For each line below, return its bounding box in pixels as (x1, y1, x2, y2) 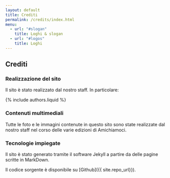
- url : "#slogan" (10, 27, 47, 32)
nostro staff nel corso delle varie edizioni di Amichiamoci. (5, 127, 127, 133)
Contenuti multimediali (5, 110, 64, 117)
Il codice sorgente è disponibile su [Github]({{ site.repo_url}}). (5, 167, 136, 173)
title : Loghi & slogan (14, 31, 63, 36)
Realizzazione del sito (5, 75, 61, 83)
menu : (5, 22, 17, 27)
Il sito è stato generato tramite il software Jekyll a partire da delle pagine (5, 151, 158, 157)
